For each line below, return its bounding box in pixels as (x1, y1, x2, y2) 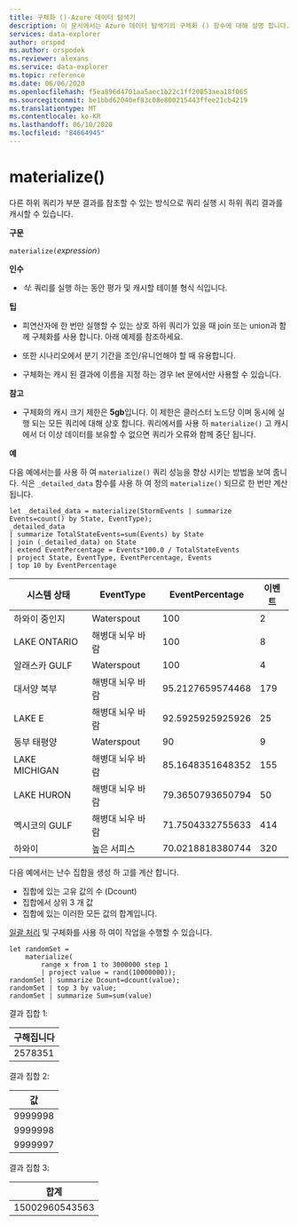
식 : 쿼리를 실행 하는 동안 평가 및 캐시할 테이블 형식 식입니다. (21, 282, 228, 293)
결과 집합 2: (9, 1070, 50, 1081)
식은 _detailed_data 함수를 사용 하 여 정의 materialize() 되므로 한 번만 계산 (20, 477, 288, 489)
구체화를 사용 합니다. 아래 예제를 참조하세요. (31, 330, 184, 342)
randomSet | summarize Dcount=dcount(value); (9, 975, 180, 984)
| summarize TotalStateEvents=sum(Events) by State (9, 529, 204, 538)
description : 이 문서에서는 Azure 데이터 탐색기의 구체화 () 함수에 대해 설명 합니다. (9, 21, 291, 30)
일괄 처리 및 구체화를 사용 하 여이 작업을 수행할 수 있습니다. (9, 927, 213, 937)
